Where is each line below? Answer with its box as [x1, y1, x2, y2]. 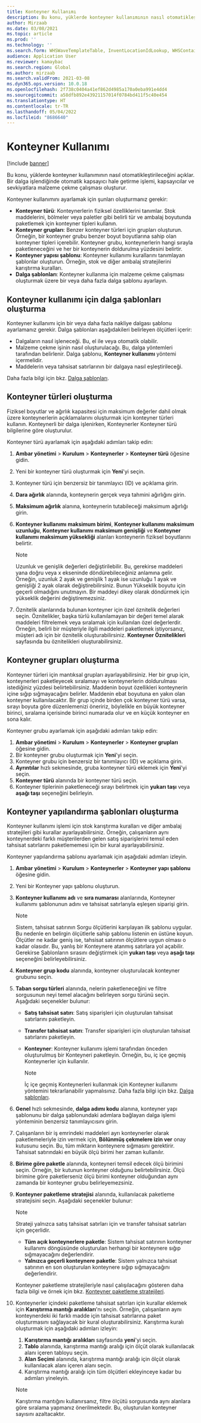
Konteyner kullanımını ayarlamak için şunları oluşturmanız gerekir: [7, 195, 168, 203]
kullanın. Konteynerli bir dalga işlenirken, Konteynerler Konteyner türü [7, 420, 177, 427]
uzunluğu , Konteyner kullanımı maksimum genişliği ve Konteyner [15, 527, 181, 534]
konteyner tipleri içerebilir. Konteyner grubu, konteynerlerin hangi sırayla [15, 239, 193, 246]
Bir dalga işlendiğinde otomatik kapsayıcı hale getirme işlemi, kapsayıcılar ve [7, 178, 194, 185]
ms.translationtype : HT [7, 97, 66, 103]
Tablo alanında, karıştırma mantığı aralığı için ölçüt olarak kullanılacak [24, 1343, 195, 1350]
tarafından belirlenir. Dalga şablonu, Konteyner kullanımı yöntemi [15, 350, 177, 357]
